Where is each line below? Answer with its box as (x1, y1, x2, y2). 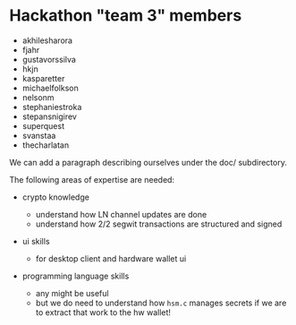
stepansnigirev (21, 111, 78, 122)
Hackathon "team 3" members (9, 5, 242, 26)
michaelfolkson (21, 82, 79, 93)
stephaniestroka (21, 101, 82, 112)
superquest (21, 120, 65, 131)
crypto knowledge (21, 192, 89, 202)
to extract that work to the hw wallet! (35, 306, 172, 318)
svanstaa (21, 130, 56, 141)
